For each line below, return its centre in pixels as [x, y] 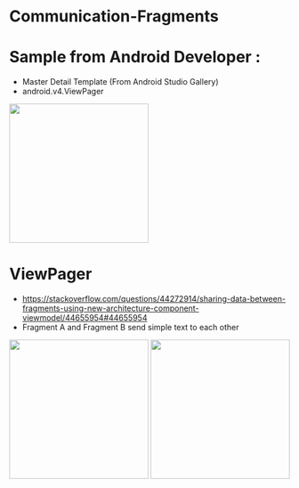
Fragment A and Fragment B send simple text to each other [130, 328]
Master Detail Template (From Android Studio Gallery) [121, 82]
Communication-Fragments [114, 16]
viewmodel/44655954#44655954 [85, 318]
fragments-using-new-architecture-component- [110, 308]
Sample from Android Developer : [135, 57]
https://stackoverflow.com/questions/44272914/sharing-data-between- [154, 299]
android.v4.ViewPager [63, 92]
